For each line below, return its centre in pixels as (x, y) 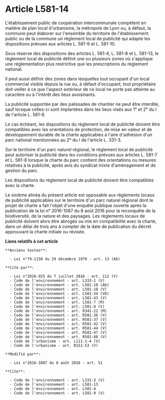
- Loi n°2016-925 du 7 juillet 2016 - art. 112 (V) (64, 276)
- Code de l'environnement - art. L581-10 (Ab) (60, 285)
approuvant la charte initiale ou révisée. (45, 231)
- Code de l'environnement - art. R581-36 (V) (58, 315)
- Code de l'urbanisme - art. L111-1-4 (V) (55, 341)
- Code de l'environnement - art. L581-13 (54, 384)
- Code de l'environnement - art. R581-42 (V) (58, 324)
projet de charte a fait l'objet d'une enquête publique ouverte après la (76, 205)
